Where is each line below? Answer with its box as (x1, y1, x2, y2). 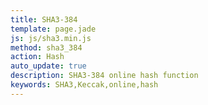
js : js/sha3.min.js (10, 33, 92, 43)
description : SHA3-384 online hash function (10, 71, 199, 81)
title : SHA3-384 (10, 14, 78, 25)
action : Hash (10, 52, 65, 62)
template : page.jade (10, 24, 97, 34)
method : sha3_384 (10, 42, 83, 53)
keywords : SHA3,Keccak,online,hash (10, 80, 159, 90)
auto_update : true (10, 61, 87, 71)
